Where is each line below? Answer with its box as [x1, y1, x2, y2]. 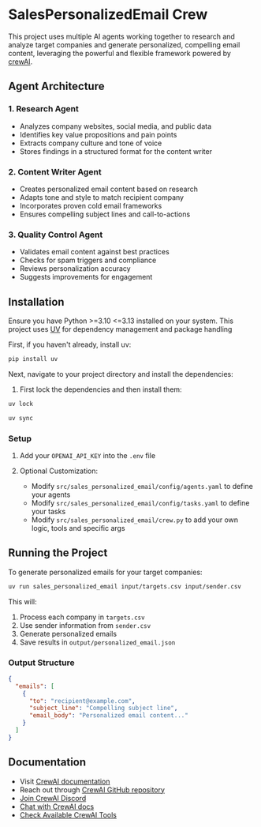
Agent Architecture [8, 80, 105, 93]
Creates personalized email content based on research [19, 184, 199, 194]
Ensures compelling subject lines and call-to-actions [19, 209, 191, 219]
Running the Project [8, 547, 108, 560]
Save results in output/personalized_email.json [19, 637, 176, 647]
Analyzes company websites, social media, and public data [19, 121, 212, 131]
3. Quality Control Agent [8, 229, 103, 240]
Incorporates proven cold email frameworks [19, 201, 162, 210]
